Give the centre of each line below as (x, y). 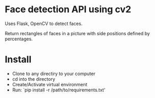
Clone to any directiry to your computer (54, 73)
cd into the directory (34, 79)
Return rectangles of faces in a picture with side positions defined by (77, 33)
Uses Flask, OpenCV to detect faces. (44, 23)
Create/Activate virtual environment (50, 84)
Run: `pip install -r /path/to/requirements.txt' (59, 90)
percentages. (19, 39)
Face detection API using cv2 (68, 9)
